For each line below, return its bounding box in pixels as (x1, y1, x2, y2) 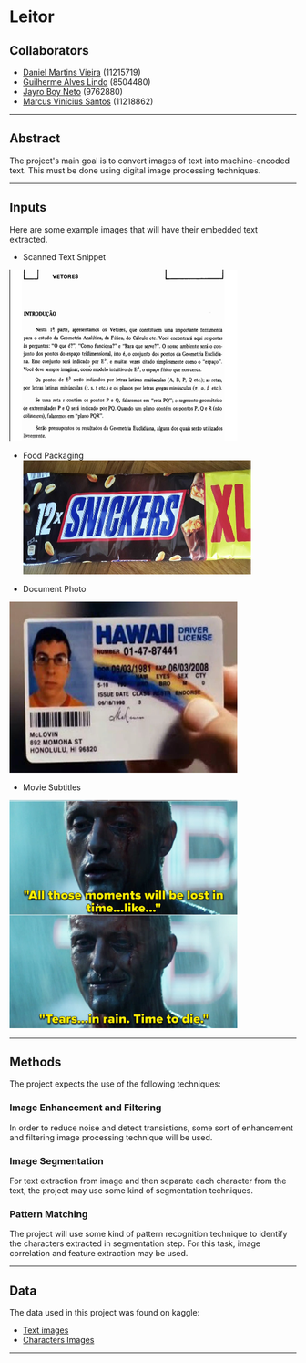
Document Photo (22, 583, 87, 594)
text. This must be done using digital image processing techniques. (9, 164, 261, 175)
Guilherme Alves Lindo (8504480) (22, 77, 151, 88)
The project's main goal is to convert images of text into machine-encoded (9, 155, 290, 166)
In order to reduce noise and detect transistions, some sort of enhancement (9, 1122, 294, 1133)
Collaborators (9, 43, 89, 58)
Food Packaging (22, 450, 84, 461)
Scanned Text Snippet (22, 251, 107, 262)
